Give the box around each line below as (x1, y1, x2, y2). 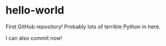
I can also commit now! (5, 34, 62, 41)
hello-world (5, 4, 65, 17)
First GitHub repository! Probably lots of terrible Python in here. (5, 23, 161, 30)
